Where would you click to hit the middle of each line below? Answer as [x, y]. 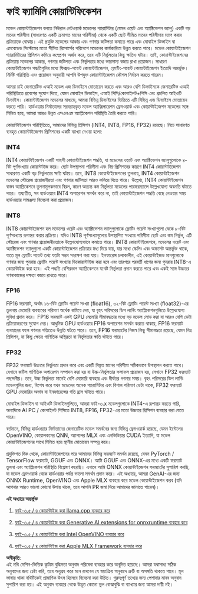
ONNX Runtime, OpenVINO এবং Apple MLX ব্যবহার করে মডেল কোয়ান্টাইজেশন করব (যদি [94, 481]
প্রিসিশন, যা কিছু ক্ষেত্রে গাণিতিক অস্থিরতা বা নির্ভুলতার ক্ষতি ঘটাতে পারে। [65, 337]
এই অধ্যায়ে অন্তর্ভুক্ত [22, 499]
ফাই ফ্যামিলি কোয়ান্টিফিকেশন [54, 12]
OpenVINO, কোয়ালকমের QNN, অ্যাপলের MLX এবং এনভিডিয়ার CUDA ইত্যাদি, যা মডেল [88, 435]
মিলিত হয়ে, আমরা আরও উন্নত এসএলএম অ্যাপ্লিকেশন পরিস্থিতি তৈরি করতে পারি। [72, 113]
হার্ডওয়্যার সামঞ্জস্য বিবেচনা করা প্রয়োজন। [40, 200]
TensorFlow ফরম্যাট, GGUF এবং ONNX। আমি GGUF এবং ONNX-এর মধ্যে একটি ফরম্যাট [94, 461]
